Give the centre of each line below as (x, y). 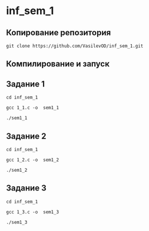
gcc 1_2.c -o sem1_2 (33, 160)
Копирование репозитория (59, 33)
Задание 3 (26, 188)
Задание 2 (26, 136)
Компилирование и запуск (58, 64)
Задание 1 (26, 84)
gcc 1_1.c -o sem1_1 (33, 108)
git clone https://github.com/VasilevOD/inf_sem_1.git (75, 46)
